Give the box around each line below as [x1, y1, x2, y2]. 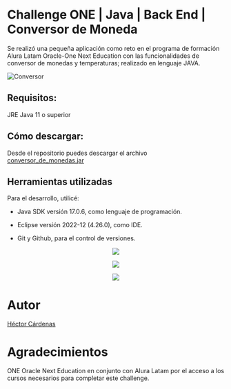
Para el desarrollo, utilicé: [7, 194, 79, 202]
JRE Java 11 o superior [7, 110, 71, 118]
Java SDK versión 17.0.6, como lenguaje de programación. [17, 207, 183, 216]
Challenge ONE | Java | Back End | [7, 7, 206, 23]
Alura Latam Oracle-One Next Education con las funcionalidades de [7, 52, 200, 60]
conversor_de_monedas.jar [7, 156, 84, 165]
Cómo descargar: [7, 131, 84, 143]
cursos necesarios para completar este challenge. [7, 374, 150, 382]
